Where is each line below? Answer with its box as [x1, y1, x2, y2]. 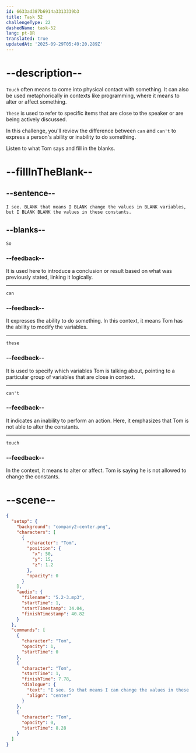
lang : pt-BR [6, 30, 35, 36]
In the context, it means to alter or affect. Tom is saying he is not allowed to [6, 467, 187, 474]
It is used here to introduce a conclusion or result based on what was [6, 267, 172, 274]
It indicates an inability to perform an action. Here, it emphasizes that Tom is [6, 417, 189, 424]
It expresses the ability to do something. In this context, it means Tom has [6, 317, 183, 324]
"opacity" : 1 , [21, 644, 57, 650]
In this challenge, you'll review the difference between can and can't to [6, 127, 177, 134]
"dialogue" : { [21, 682, 57, 688]
